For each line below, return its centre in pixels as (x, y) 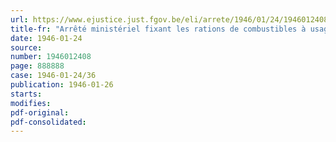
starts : (26, 94)
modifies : (31, 103)
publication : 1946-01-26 (62, 85)
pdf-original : (40, 112)
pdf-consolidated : (48, 122)
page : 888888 (37, 66)
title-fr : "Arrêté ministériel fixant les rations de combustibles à (158, 29)
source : (26, 47)
